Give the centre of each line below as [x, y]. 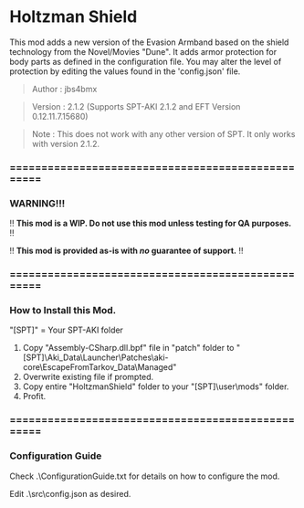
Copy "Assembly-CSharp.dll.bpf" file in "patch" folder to [128, 348]
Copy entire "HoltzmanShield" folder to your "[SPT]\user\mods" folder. [156, 386]
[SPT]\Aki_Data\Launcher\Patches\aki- [95, 357]
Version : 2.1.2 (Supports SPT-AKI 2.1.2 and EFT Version [136, 106]
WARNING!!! [37, 203]
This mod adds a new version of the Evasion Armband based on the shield [149, 42]
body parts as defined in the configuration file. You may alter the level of [146, 61]
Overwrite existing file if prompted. [88, 377]
